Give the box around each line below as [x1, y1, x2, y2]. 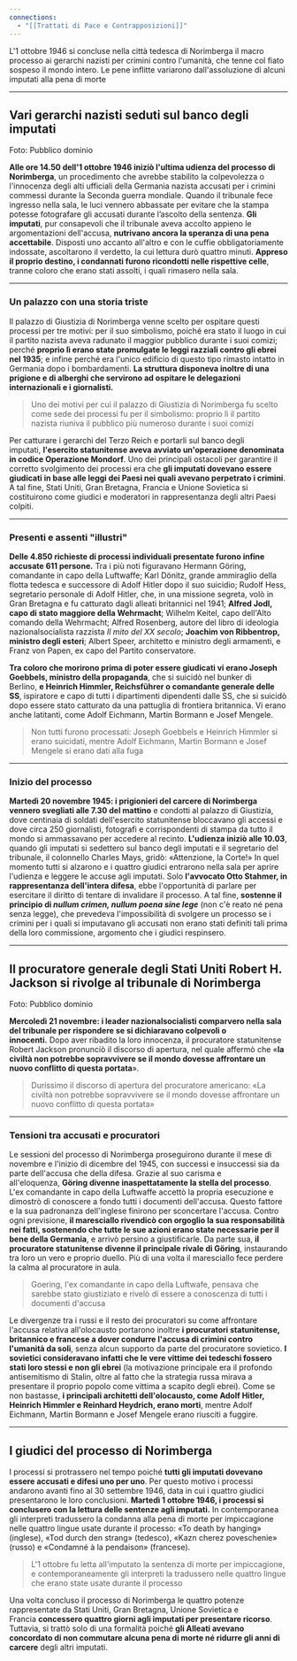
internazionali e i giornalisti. [9, 381, 114, 392]
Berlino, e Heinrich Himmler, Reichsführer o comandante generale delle [9, 681, 276, 691]
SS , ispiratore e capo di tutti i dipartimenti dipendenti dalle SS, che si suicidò [9, 690, 287, 701]
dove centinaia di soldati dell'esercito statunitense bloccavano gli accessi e [9, 815, 283, 826]
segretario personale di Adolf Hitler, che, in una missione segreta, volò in [9, 588, 274, 599]
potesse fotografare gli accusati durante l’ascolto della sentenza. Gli [9, 209, 257, 219]
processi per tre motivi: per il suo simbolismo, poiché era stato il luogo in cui [9, 325, 286, 336]
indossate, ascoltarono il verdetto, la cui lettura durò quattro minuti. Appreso [9, 247, 288, 258]
